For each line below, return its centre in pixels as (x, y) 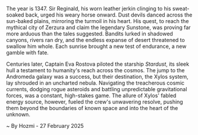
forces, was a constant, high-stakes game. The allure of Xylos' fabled (91, 95)
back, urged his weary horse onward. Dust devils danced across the (109, 15)
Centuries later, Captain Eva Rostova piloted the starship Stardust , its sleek (98, 64)
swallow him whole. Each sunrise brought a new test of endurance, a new (96, 46)
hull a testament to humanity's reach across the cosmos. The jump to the (95, 70)
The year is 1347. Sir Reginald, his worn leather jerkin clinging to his (89, 9)
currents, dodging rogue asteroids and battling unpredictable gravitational (97, 89)
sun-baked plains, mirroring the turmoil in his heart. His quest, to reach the (98, 21)
